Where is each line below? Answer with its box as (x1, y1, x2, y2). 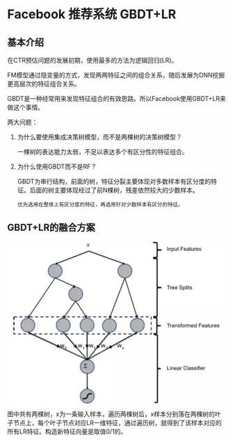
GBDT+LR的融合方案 (7, 222, 95, 234)
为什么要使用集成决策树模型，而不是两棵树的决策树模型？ (17, 133, 182, 141)
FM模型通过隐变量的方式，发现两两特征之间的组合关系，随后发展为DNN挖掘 (7, 71, 225, 79)
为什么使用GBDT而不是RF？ (17, 162, 97, 171)
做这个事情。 (7, 103, 44, 112)
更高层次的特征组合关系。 (7, 79, 81, 88)
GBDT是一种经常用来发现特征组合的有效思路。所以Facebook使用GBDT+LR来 (7, 95, 226, 102)
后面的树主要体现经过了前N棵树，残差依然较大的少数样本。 (29, 186, 200, 194)
